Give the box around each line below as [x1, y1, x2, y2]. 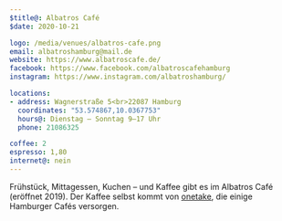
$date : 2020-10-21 [9, 22, 79, 31]
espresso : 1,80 [9, 148, 68, 157]
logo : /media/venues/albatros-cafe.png [9, 38, 162, 47]
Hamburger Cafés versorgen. [9, 200, 120, 211]
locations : [9, 89, 51, 98]
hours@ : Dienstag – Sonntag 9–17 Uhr [17, 114, 162, 123]
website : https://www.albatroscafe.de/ [9, 56, 162, 65]
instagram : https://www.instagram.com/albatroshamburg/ [9, 72, 226, 82]
